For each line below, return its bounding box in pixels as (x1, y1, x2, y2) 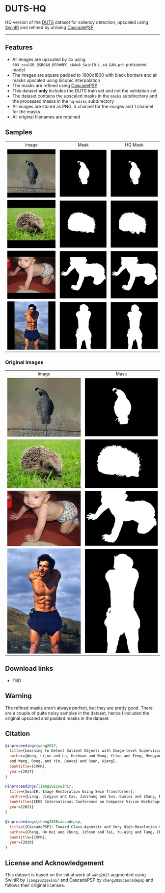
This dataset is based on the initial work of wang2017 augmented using (5, 871, 146, 878)
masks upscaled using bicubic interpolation (12, 77, 101, 83)
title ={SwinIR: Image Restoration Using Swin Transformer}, (9, 789, 135, 794)
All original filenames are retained (12, 114, 80, 119)
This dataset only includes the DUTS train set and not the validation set (12, 88, 157, 93)
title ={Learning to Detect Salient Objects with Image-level (9, 748, 137, 753)
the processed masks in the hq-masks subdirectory (12, 98, 114, 104)
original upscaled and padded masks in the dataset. (5, 715, 110, 721)
